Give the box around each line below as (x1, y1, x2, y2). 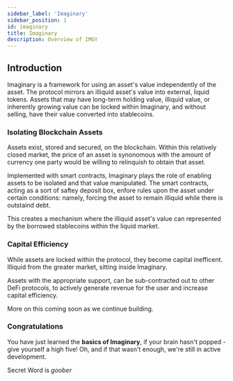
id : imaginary (7, 23, 49, 30)
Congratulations (7, 322, 64, 332)
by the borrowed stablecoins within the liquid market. (7, 222, 160, 231)
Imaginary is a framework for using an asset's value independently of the (7, 80, 217, 88)
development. (7, 352, 47, 361)
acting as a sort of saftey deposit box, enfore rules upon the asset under (7, 186, 214, 195)
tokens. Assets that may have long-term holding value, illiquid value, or (7, 95, 211, 103)
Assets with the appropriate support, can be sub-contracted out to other (7, 276, 215, 284)
